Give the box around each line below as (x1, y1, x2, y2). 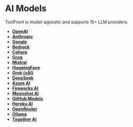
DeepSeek (12, 75, 34, 81)
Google (12, 38, 28, 44)
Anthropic (12, 34, 33, 39)
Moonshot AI (12, 91, 39, 96)
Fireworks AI (12, 85, 39, 91)
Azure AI (12, 80, 31, 86)
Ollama (12, 111, 27, 117)
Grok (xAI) (12, 70, 33, 75)
